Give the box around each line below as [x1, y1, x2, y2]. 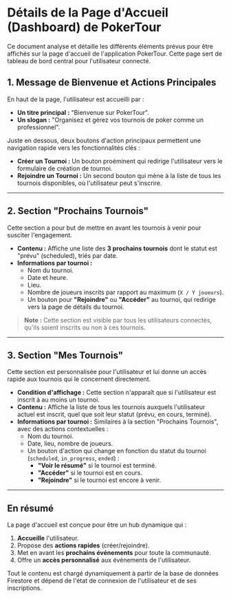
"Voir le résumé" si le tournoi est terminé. [37, 461, 157, 470]
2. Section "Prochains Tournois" [7, 205, 149, 217]
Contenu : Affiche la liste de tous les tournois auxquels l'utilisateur [16, 403, 206, 411]
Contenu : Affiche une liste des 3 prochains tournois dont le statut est [16, 244, 218, 252]
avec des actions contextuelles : [16, 425, 109, 433]
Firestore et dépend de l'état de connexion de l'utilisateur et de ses [7, 576, 197, 585]
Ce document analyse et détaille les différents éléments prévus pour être [7, 42, 213, 50]
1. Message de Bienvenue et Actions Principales [7, 77, 217, 89]
